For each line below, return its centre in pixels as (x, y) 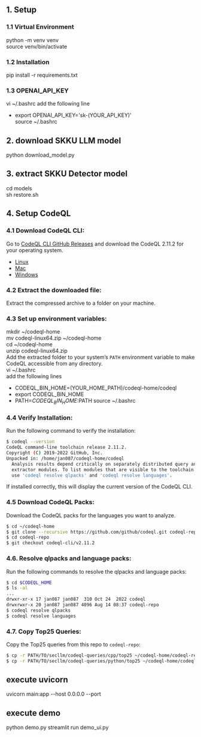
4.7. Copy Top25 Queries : (44, 631)
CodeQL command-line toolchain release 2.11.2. (67, 447)
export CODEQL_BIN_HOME (49, 394)
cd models (19, 188)
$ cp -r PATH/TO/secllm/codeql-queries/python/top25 (73, 661)
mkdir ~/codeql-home (33, 332)
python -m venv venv (32, 40)
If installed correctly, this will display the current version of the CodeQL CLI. (99, 487)
